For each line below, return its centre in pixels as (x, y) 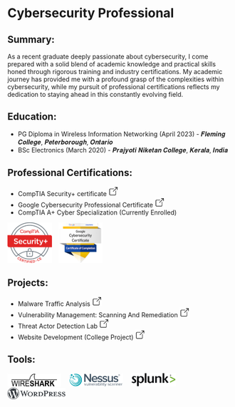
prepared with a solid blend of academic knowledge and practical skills (111, 64)
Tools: (21, 360)
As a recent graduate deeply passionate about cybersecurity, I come (108, 56)
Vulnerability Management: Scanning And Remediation (98, 314)
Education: (32, 117)
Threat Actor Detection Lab (58, 326)
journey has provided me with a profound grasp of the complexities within (116, 79)
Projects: (28, 283)
